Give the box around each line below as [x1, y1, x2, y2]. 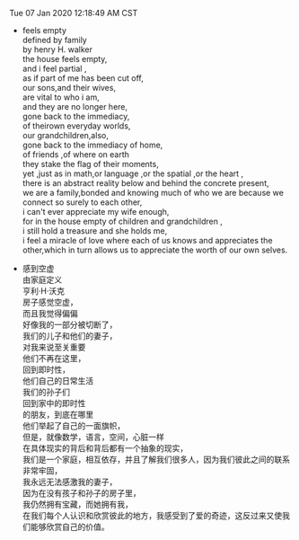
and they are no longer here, [22, 102, 128, 111]
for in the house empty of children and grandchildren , [22, 216, 223, 226]
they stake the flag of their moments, [22, 159, 159, 169]
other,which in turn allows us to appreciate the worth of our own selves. [22, 244, 288, 255]
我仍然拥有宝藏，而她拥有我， [22, 499, 133, 509]
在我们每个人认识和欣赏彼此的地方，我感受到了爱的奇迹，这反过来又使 [22, 510, 283, 520]
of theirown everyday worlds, [22, 120, 131, 131]
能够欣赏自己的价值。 [30, 521, 110, 532]
